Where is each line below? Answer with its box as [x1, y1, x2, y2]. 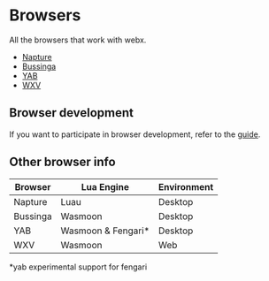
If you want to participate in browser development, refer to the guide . [9, 129, 261, 140]
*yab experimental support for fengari [9, 262, 148, 272]
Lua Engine [81, 180, 130, 193]
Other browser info [9, 155, 117, 170]
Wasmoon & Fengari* [60, 224, 150, 237]
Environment [158, 180, 214, 193]
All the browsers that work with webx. [9, 34, 147, 45]
